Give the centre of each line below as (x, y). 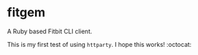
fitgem (26, 13)
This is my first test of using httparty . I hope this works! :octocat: (99, 44)
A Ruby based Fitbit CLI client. (50, 31)
